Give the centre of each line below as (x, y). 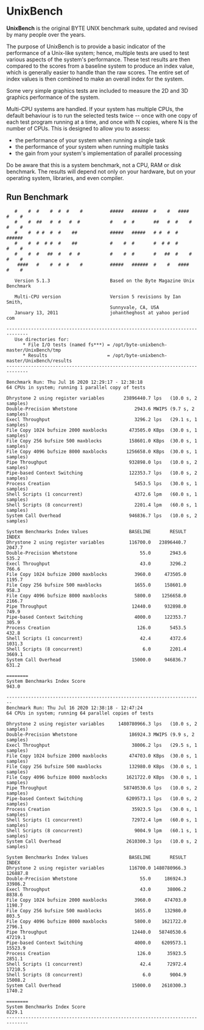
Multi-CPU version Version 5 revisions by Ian (98, 297)
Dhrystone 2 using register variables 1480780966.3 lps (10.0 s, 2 (102, 724)
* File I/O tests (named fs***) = (66, 345)
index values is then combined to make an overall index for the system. (95, 79)
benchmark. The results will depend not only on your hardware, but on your (101, 171)
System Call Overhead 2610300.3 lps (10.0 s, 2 (102, 841)
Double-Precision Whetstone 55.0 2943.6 (97, 553)
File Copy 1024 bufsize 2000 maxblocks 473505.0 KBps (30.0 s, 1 (102, 430)
